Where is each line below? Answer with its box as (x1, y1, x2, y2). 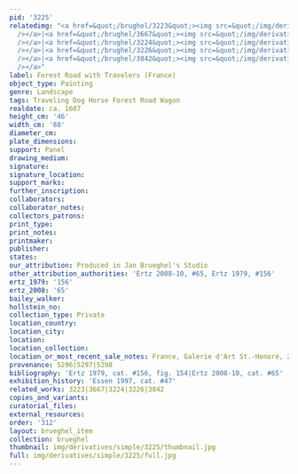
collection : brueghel (9, 435, 90, 444)
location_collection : (9, 343, 90, 352)
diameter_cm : (9, 129, 58, 138)
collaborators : (9, 195, 66, 205)
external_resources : (9, 410, 86, 419)
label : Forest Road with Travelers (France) (9, 71, 176, 80)
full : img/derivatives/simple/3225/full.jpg (9, 451, 176, 461)
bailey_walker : (9, 294, 66, 303)
